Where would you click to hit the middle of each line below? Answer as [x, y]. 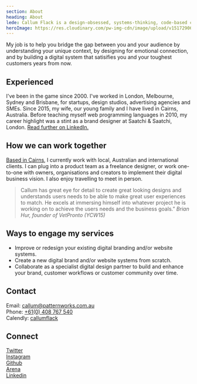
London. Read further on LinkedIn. [47, 128]
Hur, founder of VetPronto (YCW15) [63, 215]
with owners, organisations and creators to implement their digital [103, 172]
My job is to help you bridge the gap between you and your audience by [93, 45]
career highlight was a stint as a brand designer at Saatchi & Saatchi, [89, 121]
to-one [14, 172]
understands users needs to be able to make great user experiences [103, 196]
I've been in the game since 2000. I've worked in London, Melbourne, [90, 96]
